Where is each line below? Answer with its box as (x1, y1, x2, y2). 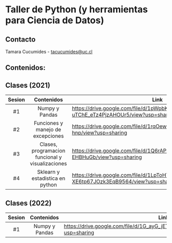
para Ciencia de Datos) (5, 14, 104, 26)
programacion (31, 147, 66, 155)
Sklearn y (37, 169, 60, 176)
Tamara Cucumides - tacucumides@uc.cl (5, 49, 93, 54)
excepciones (33, 133, 64, 140)
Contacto (5, 35, 36, 44)
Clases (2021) (5, 81, 50, 89)
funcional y (35, 154, 62, 161)
